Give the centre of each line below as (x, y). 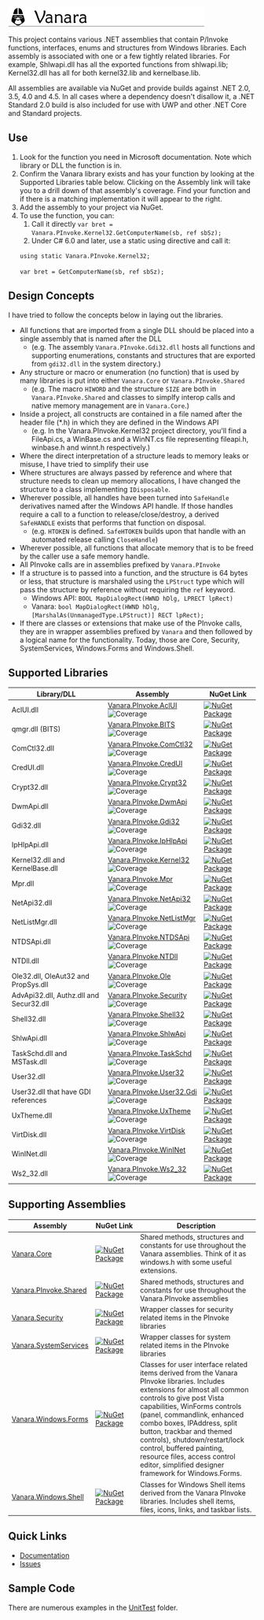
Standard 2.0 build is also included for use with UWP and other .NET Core (128, 105)
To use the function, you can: (67, 215)
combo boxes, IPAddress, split (189, 1423)
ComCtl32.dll (33, 748)
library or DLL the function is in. (70, 165)
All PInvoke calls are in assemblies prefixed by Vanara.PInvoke (120, 564)
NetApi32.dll (32, 903)
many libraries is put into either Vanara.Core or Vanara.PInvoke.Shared (132, 380)
